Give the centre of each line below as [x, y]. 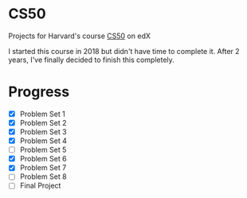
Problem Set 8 [43, 177]
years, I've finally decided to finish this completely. [92, 60]
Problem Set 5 [43, 150]
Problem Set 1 [42, 114]
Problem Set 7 [43, 168]
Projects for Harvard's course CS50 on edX [80, 36]
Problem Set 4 [43, 141]
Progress [39, 92]
